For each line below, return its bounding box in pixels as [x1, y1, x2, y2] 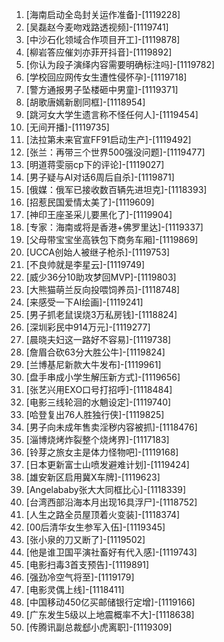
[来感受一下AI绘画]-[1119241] [25, 296, 144, 308]
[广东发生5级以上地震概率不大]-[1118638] [25, 609, 195, 620]
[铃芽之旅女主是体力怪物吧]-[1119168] [25, 446, 179, 458]
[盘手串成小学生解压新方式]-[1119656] [25, 371, 181, 383]
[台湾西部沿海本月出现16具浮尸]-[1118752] [25, 496, 198, 508]
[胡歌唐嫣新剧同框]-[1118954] [25, 96, 146, 108]
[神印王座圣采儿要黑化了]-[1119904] [25, 209, 173, 220]
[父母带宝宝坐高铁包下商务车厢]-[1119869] [25, 234, 199, 245]
